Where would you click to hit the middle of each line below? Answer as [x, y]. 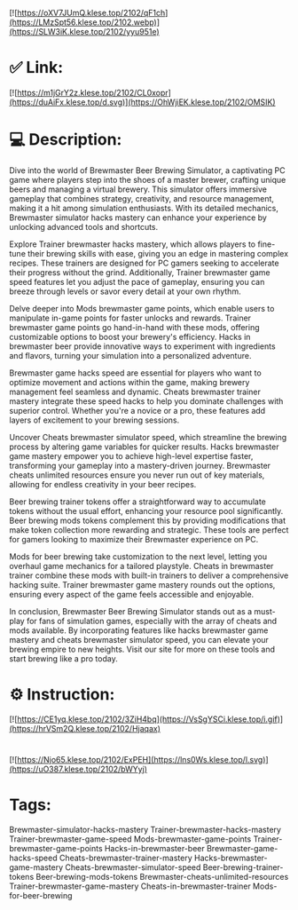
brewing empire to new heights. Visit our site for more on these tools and [142, 649]
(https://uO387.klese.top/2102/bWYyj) [78, 769]
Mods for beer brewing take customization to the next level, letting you [138, 556]
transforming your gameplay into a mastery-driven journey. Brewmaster [140, 465]
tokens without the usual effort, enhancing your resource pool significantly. [146, 510]
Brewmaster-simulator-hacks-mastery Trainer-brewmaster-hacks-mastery [145, 829]
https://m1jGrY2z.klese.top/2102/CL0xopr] [94, 92]
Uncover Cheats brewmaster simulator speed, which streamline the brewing [148, 437]
